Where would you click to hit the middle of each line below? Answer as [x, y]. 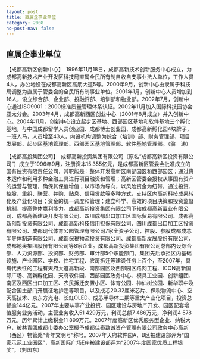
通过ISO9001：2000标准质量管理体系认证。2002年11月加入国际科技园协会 [102, 107]
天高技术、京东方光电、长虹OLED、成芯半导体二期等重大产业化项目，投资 [97, 298]
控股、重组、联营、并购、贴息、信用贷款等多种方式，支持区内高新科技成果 [97, 193]
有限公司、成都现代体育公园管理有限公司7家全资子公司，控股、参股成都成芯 [99, 231]
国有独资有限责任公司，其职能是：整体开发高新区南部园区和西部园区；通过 [97, 171]
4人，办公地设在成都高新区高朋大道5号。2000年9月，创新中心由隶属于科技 [99, 85]
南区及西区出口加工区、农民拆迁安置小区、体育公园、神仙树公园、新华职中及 [100, 283]
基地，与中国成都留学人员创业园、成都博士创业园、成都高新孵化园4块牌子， [99, 129]
